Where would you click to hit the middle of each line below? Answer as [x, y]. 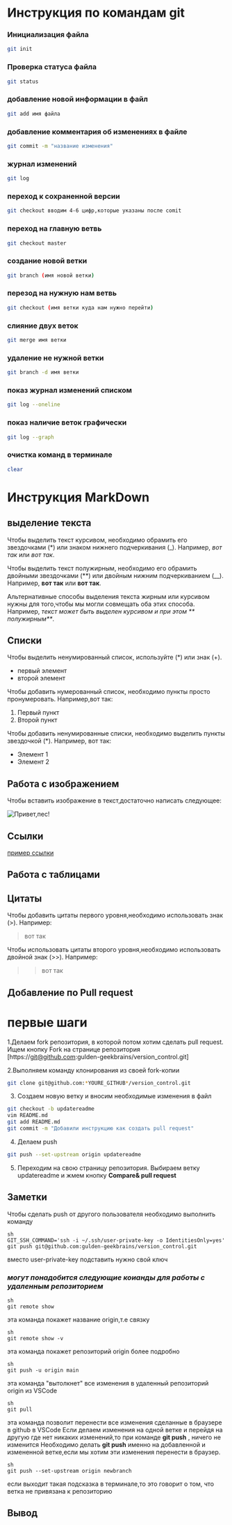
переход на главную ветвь [55, 229]
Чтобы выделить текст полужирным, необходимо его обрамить [102, 568]
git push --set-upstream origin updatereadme [74, 1154]
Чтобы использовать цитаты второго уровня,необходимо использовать [114, 950]
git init [20, 49]
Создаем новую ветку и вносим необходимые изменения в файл [114, 1096]
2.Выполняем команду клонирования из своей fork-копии [93, 1070]
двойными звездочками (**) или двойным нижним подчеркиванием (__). [115, 575]
